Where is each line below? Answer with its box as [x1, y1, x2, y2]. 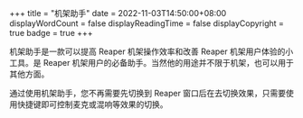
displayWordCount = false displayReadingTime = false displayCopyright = [9, 18, 285, 29]
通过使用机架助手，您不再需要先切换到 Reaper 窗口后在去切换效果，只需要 [9, 88, 287, 98]
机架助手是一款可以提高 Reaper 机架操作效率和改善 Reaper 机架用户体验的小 [9, 46, 294, 57]
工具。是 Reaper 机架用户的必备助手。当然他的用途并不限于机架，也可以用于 [9, 58, 294, 68]
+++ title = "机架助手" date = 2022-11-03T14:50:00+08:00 [9, 8, 227, 18]
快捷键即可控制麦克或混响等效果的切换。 [16, 99, 168, 110]
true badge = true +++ [9, 28, 93, 38]
